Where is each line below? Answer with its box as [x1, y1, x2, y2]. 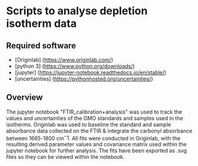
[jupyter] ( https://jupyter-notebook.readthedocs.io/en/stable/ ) [14, 69, 166, 76]
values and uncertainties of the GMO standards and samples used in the [6, 114, 183, 121]
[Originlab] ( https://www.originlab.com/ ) [14, 57, 114, 63]
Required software [6, 40, 76, 51]
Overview [6, 92, 43, 102]
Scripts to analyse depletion [6, 4, 148, 18]
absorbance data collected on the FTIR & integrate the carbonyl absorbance [6, 127, 193, 134]
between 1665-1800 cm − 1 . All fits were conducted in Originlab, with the [6, 133, 181, 142]
